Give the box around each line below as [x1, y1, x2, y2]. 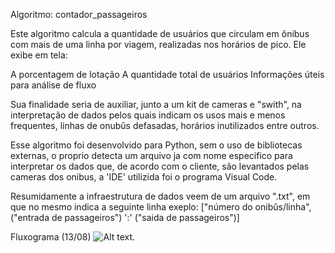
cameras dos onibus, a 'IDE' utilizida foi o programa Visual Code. [10, 171, 278, 183]
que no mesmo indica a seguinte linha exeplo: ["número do [10, 201, 253, 213]
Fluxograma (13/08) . [10, 231, 136, 243]
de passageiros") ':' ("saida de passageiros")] [51, 212, 240, 223]
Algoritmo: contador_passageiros [10, 9, 148, 20]
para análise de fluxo [10, 79, 97, 91]
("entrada [10, 212, 50, 223]
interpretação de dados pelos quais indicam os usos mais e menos [10, 109, 286, 121]
